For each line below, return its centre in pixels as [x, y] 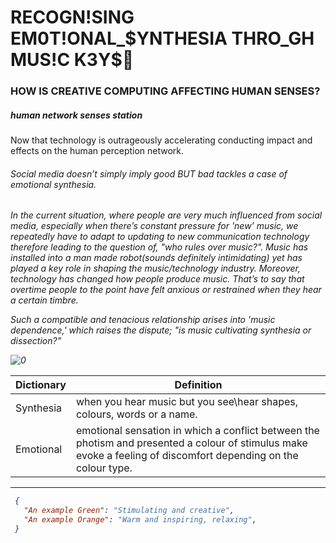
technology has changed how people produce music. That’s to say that [157, 279]
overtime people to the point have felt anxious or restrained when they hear [166, 290]
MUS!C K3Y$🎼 [72, 60]
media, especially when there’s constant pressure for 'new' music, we [154, 226]
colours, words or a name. [136, 414]
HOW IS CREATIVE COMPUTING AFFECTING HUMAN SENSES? [165, 91]
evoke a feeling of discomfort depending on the [187, 456]
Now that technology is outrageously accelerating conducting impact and [161, 140]
